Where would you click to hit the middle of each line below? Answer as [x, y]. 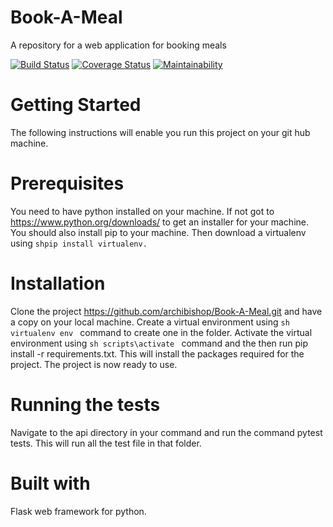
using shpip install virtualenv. [79, 243]
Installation [58, 283]
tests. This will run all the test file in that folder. [106, 443]
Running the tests [85, 404]
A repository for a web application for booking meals [118, 45]
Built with [50, 483]
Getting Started [76, 105]
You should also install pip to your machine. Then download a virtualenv [158, 232]
